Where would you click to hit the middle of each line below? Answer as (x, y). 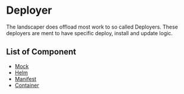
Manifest (26, 79)
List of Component (41, 52)
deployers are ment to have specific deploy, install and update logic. (90, 33)
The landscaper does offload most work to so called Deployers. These (92, 27)
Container (27, 85)
